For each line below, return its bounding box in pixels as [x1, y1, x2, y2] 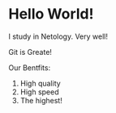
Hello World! [8, 5, 94, 23]
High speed [19, 86, 59, 97]
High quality [19, 78, 61, 88]
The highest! [19, 95, 62, 105]
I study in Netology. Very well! [8, 31, 108, 41]
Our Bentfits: [8, 62, 51, 73]
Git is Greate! [8, 47, 53, 56]
